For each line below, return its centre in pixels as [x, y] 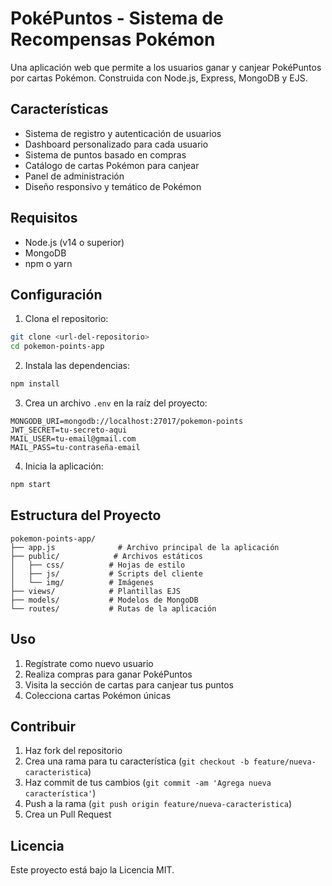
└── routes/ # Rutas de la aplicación [113, 608]
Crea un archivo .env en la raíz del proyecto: [116, 403]
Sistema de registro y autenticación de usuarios [123, 133]
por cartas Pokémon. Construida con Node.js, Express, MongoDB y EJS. [159, 78]
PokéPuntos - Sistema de [117, 18]
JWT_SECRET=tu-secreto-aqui [69, 430]
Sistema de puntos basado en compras [105, 154]
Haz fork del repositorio [73, 751]
